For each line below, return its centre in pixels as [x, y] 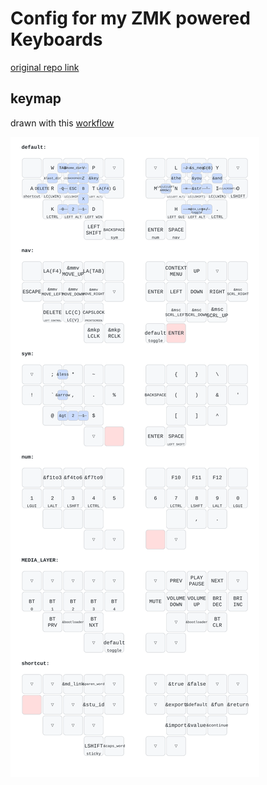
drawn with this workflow [62, 123]
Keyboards [56, 39]
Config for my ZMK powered [130, 18]
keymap [36, 98]
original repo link [45, 67]
